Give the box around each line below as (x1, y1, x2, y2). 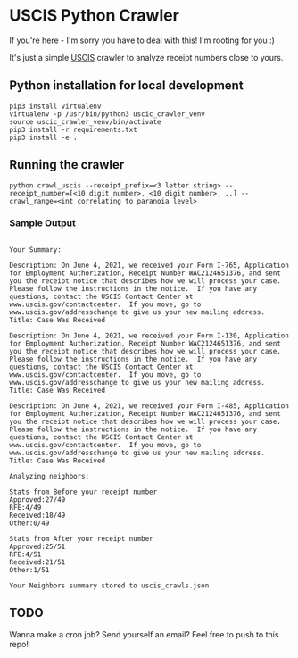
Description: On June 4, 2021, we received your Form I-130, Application (9, 331, 290, 340)
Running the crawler (9, 157, 125, 172)
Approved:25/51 (9, 542, 66, 551)
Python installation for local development (9, 78, 244, 94)
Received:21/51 (9, 557, 66, 567)
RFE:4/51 (9, 550, 42, 559)
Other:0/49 (9, 519, 50, 528)
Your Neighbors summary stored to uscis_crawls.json (9, 581, 210, 590)
